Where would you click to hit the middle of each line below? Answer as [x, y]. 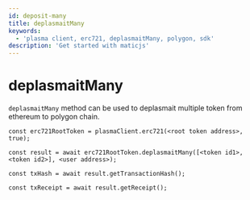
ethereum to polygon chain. [54, 117]
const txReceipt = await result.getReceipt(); [88, 188]
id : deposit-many [37, 16]
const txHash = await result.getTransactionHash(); [97, 174]
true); [19, 139]
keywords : [25, 31]
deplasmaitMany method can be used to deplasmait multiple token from [125, 108]
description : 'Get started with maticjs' [79, 46]
